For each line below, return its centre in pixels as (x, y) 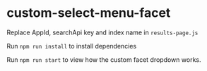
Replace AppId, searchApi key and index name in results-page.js (102, 32)
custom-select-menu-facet (89, 13)
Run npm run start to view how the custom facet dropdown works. (104, 59)
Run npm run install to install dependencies (72, 46)
